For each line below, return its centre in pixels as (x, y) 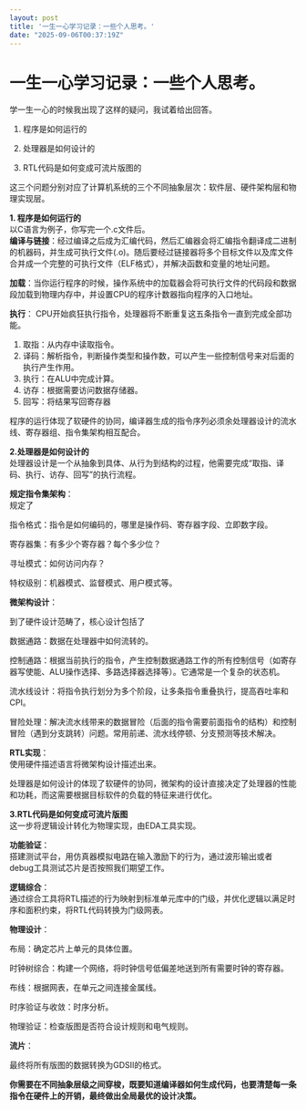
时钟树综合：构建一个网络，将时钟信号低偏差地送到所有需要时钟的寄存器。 (149, 969)
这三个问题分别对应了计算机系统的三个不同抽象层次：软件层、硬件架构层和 (149, 187)
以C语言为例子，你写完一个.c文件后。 (80, 230)
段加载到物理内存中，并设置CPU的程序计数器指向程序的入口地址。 (133, 295)
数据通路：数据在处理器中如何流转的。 (81, 641)
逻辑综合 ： (30, 887)
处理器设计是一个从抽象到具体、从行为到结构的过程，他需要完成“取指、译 (147, 463)
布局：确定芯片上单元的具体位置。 (73, 949)
